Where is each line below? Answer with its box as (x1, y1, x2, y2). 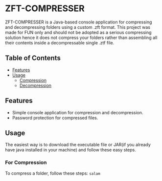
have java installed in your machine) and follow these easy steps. (5, 147, 136, 153)
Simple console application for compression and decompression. (12, 109, 143, 115)
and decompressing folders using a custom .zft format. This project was (5, 24, 151, 30)
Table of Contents (5, 54, 61, 62)
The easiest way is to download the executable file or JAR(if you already (5, 142, 151, 148)
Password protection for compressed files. (12, 115, 98, 121)
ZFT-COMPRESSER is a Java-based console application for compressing (5, 19, 152, 25)
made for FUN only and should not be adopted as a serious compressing (5, 29, 152, 35)
